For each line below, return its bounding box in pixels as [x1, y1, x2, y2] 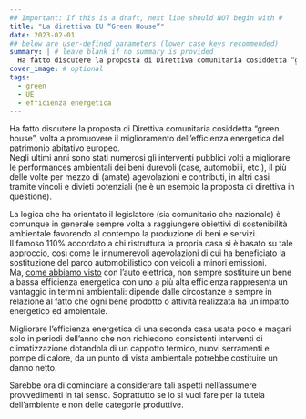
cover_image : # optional [9, 65, 104, 74]
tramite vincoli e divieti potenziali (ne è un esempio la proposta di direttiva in [9, 182, 295, 193]
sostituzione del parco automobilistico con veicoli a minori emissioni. [9, 257, 267, 268]
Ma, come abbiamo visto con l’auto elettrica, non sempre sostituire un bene [9, 267, 292, 278]
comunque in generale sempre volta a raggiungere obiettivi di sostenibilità [9, 218, 288, 229]
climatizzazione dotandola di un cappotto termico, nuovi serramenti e [9, 343, 270, 354]
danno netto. [9, 362, 57, 373]
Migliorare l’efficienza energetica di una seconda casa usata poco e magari [9, 323, 291, 334]
